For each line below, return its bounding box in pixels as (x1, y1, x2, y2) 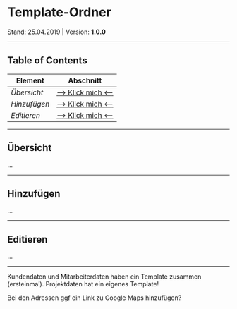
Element (16, 75, 44, 85)
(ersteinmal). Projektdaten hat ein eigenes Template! (7, 280, 159, 289)
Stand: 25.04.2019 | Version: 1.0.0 (7, 28, 107, 36)
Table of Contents (7, 54, 88, 67)
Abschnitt (68, 75, 102, 85)
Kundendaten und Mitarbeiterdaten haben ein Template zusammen (7, 272, 202, 281)
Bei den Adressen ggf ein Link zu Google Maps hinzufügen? (7, 293, 182, 302)
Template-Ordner (7, 4, 111, 20)
